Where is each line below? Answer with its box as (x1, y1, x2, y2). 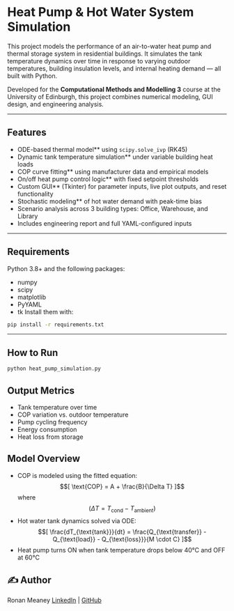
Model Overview (7, 453, 80, 465)
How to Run (7, 346, 58, 359)
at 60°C (17, 553, 40, 562)
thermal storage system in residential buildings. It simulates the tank (7, 49, 203, 58)
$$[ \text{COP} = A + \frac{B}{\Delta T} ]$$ (59, 482, 185, 490)
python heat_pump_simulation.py (7, 365, 101, 373)
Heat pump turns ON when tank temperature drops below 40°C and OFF (17, 546, 226, 554)
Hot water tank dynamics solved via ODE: (17, 516, 137, 525)
